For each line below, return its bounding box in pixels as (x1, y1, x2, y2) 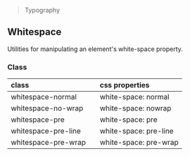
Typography (24, 6, 61, 14)
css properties (99, 80, 150, 90)
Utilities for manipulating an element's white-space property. (7, 45, 183, 53)
